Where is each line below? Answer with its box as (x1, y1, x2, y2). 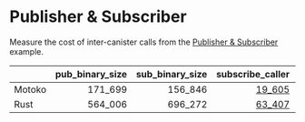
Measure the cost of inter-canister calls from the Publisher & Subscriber (9, 36, 279, 47)
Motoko (14, 83, 47, 96)
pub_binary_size (54, 67, 128, 80)
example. (9, 46, 44, 56)
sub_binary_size (135, 67, 208, 80)
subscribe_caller (216, 67, 290, 80)
